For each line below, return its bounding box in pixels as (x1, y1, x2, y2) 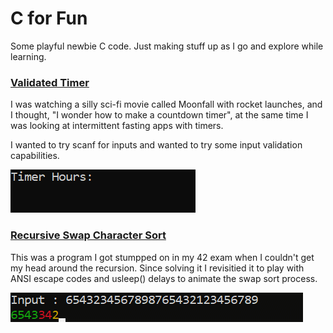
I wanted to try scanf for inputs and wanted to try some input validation (10, 139, 303, 151)
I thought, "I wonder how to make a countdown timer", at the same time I (10, 109, 309, 121)
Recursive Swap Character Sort (10, 228, 167, 242)
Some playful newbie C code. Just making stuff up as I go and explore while (10, 40, 324, 52)
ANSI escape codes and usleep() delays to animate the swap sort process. (10, 272, 318, 284)
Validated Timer (10, 75, 90, 89)
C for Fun (10, 7, 88, 30)
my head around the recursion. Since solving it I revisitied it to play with (10, 262, 305, 274)
